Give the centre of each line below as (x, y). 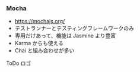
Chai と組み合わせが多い (44, 51)
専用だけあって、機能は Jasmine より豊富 (65, 36)
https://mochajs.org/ (40, 21)
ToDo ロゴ (19, 63)
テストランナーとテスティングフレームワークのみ (74, 29)
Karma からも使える (39, 43)
